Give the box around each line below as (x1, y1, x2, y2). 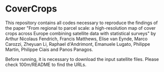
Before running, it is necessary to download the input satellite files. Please (5, 56, 159, 62)
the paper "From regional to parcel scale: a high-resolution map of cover (5, 25, 156, 31)
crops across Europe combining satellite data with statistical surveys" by (5, 30, 156, 36)
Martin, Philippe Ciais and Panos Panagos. (5, 46, 93, 52)
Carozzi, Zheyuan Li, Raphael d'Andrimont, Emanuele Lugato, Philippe (5, 41, 150, 47)
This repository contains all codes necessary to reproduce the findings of (5, 20, 158, 26)
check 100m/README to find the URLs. (5, 61, 87, 67)
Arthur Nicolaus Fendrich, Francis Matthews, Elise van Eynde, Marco (5, 36, 148, 42)
